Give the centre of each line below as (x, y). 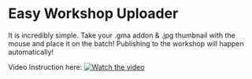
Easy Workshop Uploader (93, 14)
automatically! (31, 52)
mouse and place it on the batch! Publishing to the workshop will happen (126, 43)
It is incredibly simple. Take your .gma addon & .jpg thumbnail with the (122, 35)
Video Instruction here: (45, 66)
